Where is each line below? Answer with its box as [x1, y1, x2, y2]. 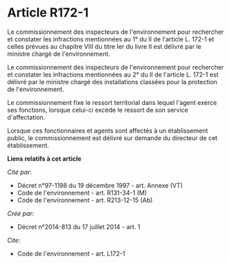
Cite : [7, 236, 21, 244]
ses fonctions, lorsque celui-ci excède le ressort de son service [7, 106, 188, 114]
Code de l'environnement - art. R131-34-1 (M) [17, 188, 148, 197]
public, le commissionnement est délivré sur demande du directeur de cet [7, 133, 218, 142]
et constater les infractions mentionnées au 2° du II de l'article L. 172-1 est [7, 70, 219, 79]
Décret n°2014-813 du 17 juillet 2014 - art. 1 [17, 222, 141, 231]
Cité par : [7, 168, 33, 176]
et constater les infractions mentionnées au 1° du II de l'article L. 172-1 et [7, 35, 215, 43]
